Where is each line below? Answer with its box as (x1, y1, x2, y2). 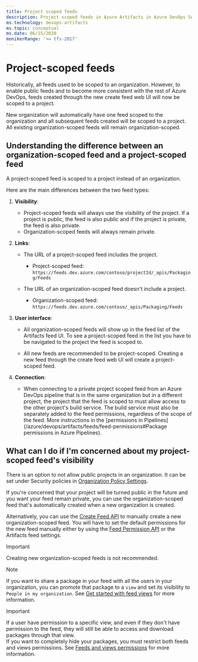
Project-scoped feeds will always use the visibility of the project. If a (23, 209, 190, 216)
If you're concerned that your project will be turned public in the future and (6, 489, 188, 496)
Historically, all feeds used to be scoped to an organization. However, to (6, 81, 181, 88)
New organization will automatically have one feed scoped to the (6, 111, 163, 118)
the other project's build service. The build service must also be (23, 404, 179, 411)
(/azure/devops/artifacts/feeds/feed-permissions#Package (23, 422, 167, 430)
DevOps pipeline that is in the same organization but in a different (23, 391, 183, 398)
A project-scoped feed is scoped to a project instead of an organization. (6, 175, 181, 182)
